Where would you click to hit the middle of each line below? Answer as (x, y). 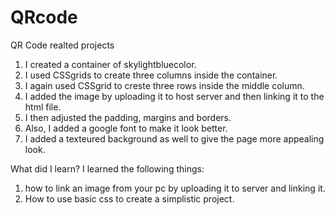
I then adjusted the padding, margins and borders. (128, 117)
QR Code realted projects (62, 45)
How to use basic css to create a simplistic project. (129, 198)
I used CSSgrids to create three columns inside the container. (151, 75)
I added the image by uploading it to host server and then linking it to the (174, 96)
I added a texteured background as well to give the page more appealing (174, 138)
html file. (43, 107)
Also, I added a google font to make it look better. (126, 128)
